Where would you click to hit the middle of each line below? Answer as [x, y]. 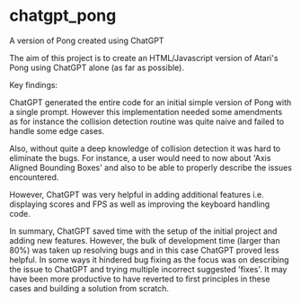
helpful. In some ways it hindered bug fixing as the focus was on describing [149, 259]
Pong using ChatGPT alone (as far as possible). [97, 67]
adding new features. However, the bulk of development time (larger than [145, 240]
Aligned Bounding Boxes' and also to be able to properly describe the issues [150, 167]
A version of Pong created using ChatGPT [87, 40]
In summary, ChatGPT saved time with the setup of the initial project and [143, 231]
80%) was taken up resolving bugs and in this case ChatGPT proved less [145, 250]
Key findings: [34, 85]
